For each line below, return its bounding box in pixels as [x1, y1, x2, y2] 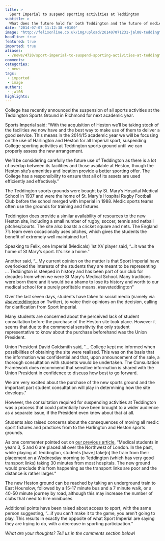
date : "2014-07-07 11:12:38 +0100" [5, 26, 78, 30]
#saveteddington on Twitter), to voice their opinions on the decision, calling [5, 299, 158, 305]
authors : [5, 84, 23, 90]
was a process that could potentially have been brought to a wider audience [5, 405, 159, 411]
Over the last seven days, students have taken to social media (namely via [5, 294, 155, 300]
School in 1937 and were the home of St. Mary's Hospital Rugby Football [5, 193, 151, 199]
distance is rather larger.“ [5, 470, 56, 476]
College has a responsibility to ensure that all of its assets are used [5, 173, 141, 179]
